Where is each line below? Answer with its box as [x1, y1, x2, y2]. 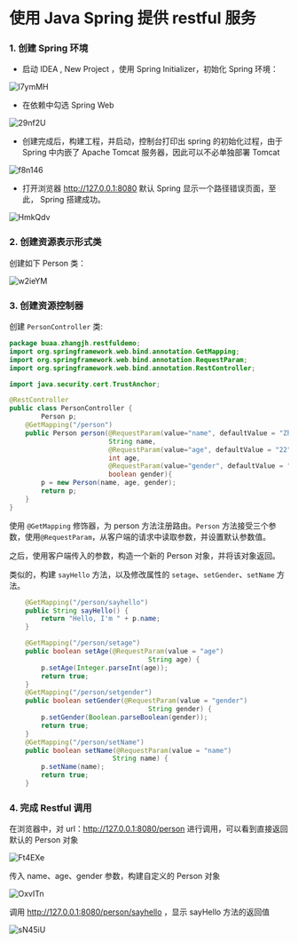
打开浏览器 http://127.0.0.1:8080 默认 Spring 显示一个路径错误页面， [21, 183, 269, 194]
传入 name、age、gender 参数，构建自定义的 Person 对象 [9, 871, 221, 882]
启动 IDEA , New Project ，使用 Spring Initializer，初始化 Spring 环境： [21, 64, 279, 75]
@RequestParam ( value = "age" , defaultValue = [107, 445, 272, 454]
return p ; [41, 487, 77, 495]
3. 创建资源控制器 [9, 299, 84, 312]
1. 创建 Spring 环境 [9, 42, 89, 54]
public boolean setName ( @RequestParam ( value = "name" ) [25, 746, 232, 755]
